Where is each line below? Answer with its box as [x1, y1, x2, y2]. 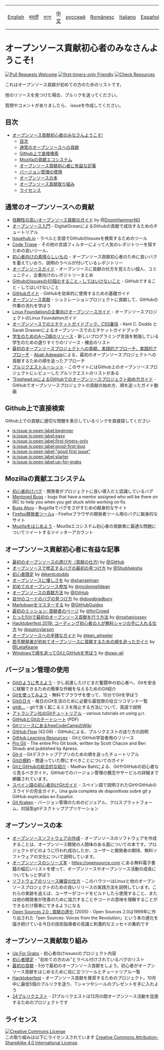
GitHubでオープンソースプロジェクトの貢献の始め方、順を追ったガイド [12, 382, 154, 388]
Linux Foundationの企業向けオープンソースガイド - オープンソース [12, 309, 145, 315]
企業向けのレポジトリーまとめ [33, 272, 94, 278]
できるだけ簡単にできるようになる [12, 903, 81, 908]
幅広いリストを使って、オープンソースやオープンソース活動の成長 [20, 866, 152, 872]
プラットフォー [123, 799, 153, 805]
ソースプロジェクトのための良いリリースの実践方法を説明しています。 [12, 884, 153, 890]
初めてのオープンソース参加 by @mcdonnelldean [12, 584, 110, 589]
